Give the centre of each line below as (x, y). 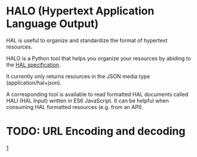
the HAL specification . (33, 65)
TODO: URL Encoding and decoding (96, 132)
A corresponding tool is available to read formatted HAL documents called (97, 94)
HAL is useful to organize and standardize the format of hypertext (87, 40)
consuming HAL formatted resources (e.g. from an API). (75, 107)
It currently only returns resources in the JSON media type (78, 76)
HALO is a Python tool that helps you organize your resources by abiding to (98, 58)
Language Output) (53, 24)
